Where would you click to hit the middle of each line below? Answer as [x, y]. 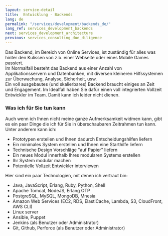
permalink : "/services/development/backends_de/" [58, 24]
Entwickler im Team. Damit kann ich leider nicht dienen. [62, 95]
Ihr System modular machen [42, 161]
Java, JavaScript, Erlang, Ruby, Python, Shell [59, 185]
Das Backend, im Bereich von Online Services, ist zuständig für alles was [80, 52]
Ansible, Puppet [29, 217]
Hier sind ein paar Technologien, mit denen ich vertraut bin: [66, 176]
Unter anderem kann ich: [31, 130]
